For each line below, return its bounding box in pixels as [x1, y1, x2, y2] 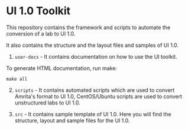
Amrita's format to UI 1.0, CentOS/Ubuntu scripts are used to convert [14, 93, 182, 100]
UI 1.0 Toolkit [6, 4, 71, 18]
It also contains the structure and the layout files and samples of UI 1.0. [6, 42, 179, 49]
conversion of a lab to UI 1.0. [6, 30, 76, 37]
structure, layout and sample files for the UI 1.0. [14, 117, 130, 124]
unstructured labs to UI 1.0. [14, 99, 81, 106]
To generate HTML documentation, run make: [6, 64, 117, 72]
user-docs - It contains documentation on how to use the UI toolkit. [14, 53, 177, 60]
